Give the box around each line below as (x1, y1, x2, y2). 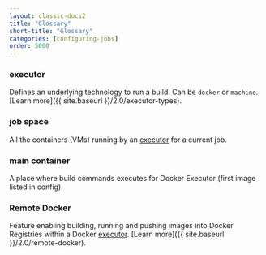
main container (9, 155, 71, 166)
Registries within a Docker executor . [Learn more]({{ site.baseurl (9, 229, 225, 240)
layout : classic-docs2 (9, 11, 86, 20)
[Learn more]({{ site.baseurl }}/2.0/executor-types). (9, 96, 182, 106)
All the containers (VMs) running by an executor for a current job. (9, 135, 228, 145)
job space (9, 116, 49, 127)
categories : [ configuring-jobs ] (9, 34, 118, 43)
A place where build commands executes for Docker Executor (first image (9, 174, 256, 184)
